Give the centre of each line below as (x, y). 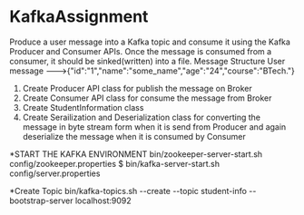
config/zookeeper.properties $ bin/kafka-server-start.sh (115, 163)
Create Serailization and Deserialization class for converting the (142, 117)
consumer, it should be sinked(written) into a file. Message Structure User (147, 61)
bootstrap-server (41, 200)
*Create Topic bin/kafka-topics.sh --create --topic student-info (128, 191)
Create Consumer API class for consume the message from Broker (147, 98)
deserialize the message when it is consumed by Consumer (134, 136)
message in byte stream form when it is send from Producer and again (154, 127)
